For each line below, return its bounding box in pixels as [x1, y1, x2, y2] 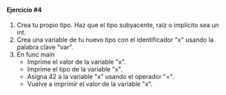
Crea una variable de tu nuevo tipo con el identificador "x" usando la [16, 35, 214, 44]
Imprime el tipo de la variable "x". [27, 65, 123, 74]
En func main [16, 51, 55, 59]
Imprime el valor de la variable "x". [27, 58, 126, 66]
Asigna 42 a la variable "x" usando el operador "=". [27, 73, 175, 81]
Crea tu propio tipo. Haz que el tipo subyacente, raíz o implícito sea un [16, 21, 219, 29]
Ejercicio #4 [6, 6, 43, 14]
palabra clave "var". [16, 43, 74, 51]
